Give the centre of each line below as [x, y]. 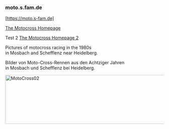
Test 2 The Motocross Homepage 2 [42, 38]
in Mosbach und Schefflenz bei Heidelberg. [50, 68]
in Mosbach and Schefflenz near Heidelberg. [52, 53]
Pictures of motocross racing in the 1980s [49, 48]
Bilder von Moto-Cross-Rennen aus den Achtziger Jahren [65, 63]
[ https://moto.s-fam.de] [30, 19]
